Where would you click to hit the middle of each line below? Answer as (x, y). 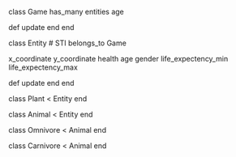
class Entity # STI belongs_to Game (68, 43)
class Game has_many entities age (66, 12)
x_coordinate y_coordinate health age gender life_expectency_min (118, 59)
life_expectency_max (43, 67)
